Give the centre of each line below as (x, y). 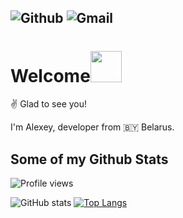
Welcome (50, 75)
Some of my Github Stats (89, 159)
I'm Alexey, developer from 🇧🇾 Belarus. (92, 127)
